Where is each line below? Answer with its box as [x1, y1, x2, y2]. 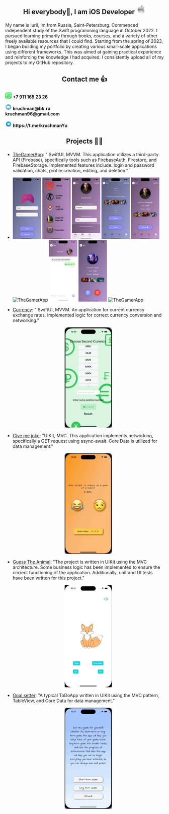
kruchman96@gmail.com [5, 111, 60, 117]
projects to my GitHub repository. [5, 59, 74, 65]
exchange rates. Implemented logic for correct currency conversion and [12, 312, 162, 318]
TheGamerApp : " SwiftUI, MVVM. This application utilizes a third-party [12, 152, 159, 158]
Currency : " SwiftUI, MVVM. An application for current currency [12, 306, 145, 312]
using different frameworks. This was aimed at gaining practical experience [5, 49, 162, 55]
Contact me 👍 [61, 75, 108, 83]
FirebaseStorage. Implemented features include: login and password [12, 162, 154, 168]
